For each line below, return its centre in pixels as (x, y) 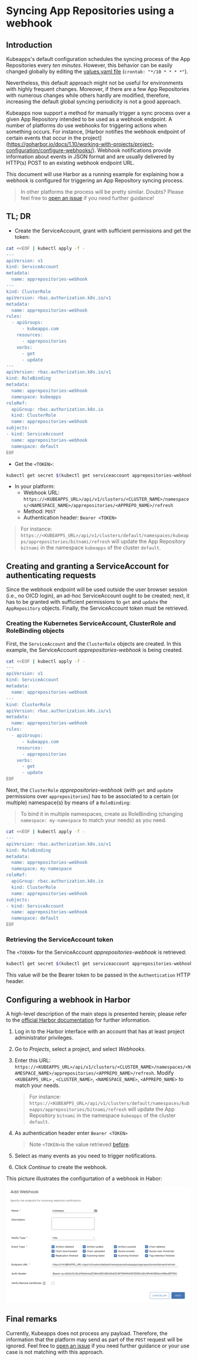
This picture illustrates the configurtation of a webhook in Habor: (84, 1178)
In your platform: (35, 487)
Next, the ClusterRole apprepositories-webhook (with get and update (90, 790)
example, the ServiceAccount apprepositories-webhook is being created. (95, 650)
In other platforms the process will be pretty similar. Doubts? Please (102, 192)
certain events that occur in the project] (54, 138)
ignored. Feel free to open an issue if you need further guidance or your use (98, 1346)
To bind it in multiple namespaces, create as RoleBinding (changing (101, 814)
